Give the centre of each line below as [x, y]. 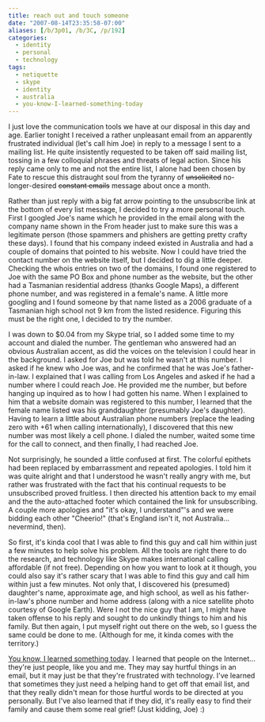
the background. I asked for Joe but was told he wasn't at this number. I [125, 360]
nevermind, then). [37, 527]
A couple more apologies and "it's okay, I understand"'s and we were [121, 510]
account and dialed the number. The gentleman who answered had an [123, 343]
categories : [28, 38]
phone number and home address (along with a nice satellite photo [145, 601]
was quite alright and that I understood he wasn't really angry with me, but [129, 476]
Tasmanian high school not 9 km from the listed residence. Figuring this [125, 311]
